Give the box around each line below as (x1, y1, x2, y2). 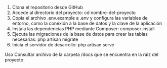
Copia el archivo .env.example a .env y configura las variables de (12, 15, 148, 21)
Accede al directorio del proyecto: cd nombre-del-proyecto (12, 10, 136, 16)
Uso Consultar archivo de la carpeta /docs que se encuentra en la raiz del (5, 51, 159, 57)
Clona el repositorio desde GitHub (12, 5, 83, 10)
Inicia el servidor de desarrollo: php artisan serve (12, 42, 115, 47)
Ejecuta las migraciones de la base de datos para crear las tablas (12, 31, 148, 37)
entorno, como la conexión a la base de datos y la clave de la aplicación (12, 20, 162, 26)
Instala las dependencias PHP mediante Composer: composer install (12, 26, 155, 32)
